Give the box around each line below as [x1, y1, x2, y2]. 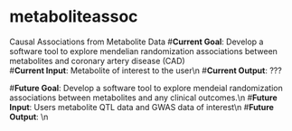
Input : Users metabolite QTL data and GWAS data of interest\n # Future [9, 101, 274, 112]
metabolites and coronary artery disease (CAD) [9, 55, 185, 66]
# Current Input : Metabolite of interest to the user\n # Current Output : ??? [9, 65, 282, 76]
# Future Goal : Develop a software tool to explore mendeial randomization [9, 82, 283, 93]
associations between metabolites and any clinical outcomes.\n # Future [9, 92, 278, 103]
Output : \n [9, 111, 49, 122]
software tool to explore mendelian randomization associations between [9, 45, 278, 56]
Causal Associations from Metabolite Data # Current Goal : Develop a [9, 36, 264, 47]
